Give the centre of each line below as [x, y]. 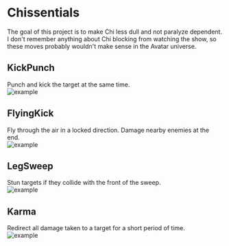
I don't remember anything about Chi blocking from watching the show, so [112, 38]
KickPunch [31, 68]
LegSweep [30, 166]
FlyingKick [31, 114]
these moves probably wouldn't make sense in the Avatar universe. [102, 46]
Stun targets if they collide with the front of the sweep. [84, 183]
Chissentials [44, 13]
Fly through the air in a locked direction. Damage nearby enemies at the [108, 130]
